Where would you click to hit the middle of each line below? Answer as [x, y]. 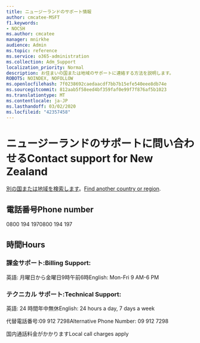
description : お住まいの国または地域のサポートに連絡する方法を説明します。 [90, 73]
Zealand [27, 171]
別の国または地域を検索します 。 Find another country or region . [84, 189]
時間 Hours [26, 245]
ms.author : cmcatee [30, 34]
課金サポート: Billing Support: [49, 263]
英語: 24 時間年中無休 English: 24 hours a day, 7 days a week [81, 308]
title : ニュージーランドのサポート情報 [49, 12]
